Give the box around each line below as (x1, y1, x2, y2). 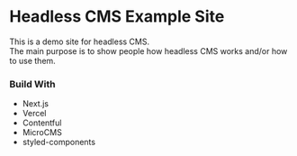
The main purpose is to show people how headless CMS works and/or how (9, 45, 288, 56)
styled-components (22, 137, 96, 148)
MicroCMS (22, 127, 63, 138)
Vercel (22, 108, 47, 119)
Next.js (22, 98, 49, 109)
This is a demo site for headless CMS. (9, 36, 150, 47)
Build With (9, 78, 56, 90)
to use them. (9, 55, 56, 66)
